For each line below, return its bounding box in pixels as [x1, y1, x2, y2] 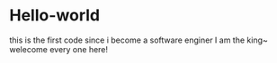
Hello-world [9, 5, 101, 26]
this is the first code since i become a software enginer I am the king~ [9, 35, 268, 45]
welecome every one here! [9, 43, 109, 54]
